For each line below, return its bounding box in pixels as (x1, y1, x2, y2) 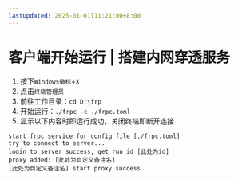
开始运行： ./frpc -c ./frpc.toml (19, 106, 131, 115)
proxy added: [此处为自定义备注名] (8, 156, 116, 164)
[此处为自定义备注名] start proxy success (8, 164, 141, 172)
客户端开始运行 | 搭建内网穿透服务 (8, 49, 230, 66)
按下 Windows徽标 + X (19, 76, 80, 86)
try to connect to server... (8, 139, 105, 147)
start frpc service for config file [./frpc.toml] (8, 132, 180, 140)
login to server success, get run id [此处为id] (8, 147, 170, 155)
